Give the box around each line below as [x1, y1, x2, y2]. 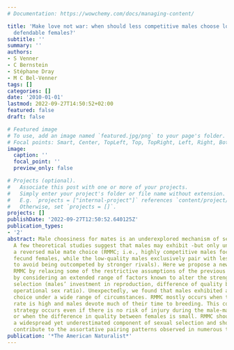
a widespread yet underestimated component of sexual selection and [13, 319, 217, 327]
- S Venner [7, 55, 39, 63]
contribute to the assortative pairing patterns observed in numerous [13, 326, 223, 333]
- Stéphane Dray [7, 67, 54, 75]
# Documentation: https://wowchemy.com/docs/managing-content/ [7, 10, 195, 17]
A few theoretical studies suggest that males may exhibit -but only [13, 241, 219, 249]
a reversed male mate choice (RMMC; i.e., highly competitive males [13, 248, 217, 255]
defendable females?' [13, 29, 77, 36]
